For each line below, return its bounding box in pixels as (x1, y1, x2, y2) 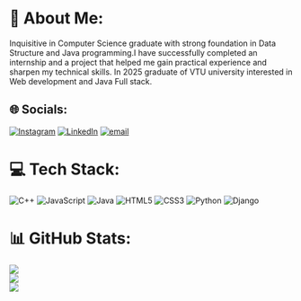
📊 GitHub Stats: (9, 228, 132, 248)
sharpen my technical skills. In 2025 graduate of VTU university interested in (9, 66, 293, 77)
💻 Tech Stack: (9, 159, 120, 179)
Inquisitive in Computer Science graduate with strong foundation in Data (9, 38, 277, 49)
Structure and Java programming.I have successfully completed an (9, 47, 258, 58)
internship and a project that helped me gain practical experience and (9, 57, 268, 67)
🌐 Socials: (9, 102, 68, 118)
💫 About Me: (9, 8, 104, 29)
